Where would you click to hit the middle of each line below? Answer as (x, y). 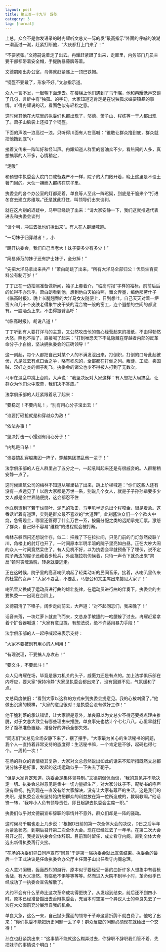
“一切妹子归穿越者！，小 (30, 238)
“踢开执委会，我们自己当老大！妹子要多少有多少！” (57, 248)
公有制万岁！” (23, 275)
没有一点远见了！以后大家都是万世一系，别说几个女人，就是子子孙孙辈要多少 (83, 491)
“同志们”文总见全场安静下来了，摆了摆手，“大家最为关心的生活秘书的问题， (82, 738)
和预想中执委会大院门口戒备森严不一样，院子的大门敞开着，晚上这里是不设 (81, 177)
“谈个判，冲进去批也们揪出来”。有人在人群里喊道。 (57, 227)
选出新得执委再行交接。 (29, 842)
